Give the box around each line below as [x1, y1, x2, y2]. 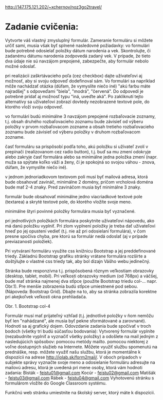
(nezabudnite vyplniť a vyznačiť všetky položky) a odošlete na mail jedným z [5, 333, 159, 339]
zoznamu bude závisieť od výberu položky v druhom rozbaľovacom [5, 129, 141, 135]
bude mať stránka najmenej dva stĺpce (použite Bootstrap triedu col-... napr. [5, 278, 157, 284]
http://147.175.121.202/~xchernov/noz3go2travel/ [5, 4, 102, 10]
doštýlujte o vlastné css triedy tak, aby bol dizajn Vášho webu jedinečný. [5, 258, 151, 264]
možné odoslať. [5, 63, 36, 69]
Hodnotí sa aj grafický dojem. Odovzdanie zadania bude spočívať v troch [5, 323, 151, 329]
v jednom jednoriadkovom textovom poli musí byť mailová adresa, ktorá [5, 173, 148, 180]
